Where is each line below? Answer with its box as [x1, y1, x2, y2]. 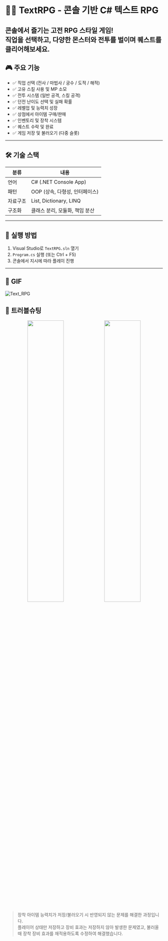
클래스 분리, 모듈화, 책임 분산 [30, 207, 95, 214]
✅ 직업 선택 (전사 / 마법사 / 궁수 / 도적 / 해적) [12, 80, 100, 86]
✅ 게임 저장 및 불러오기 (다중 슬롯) [12, 130, 79, 136]
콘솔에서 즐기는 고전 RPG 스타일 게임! [5, 26, 113, 35]
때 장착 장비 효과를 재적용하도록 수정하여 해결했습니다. [17, 930, 123, 936]
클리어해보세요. [5, 45, 50, 53]
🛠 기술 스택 [5, 151, 39, 159]
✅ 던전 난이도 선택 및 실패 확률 [12, 99, 72, 105]
